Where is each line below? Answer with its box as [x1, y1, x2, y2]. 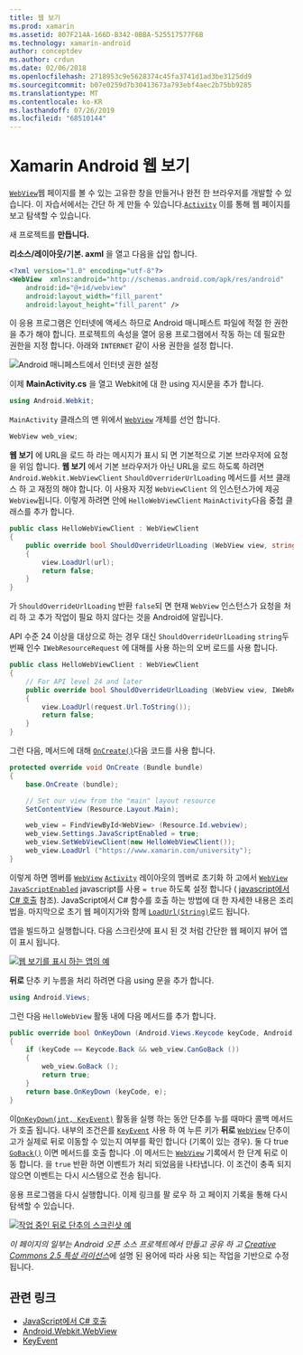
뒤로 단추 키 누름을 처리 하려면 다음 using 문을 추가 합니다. [9, 974, 215, 985]
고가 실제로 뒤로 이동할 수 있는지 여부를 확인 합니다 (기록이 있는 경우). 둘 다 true [9, 1135, 289, 1146]
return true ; [41, 1070, 91, 1080]
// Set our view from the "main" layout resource [25, 796, 216, 805]
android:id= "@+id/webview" [25, 283, 127, 292]
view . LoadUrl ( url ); [41, 558, 115, 567]
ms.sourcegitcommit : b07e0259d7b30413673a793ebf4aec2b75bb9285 [9, 80, 252, 89]
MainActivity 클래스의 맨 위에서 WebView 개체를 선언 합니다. [9, 414, 221, 425]
